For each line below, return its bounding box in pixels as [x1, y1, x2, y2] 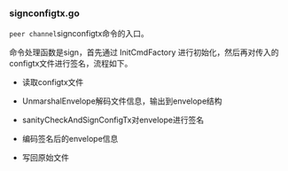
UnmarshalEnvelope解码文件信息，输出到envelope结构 [21, 96, 223, 106]
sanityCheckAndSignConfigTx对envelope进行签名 [21, 114, 205, 126]
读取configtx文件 [21, 77, 84, 88]
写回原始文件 [21, 152, 69, 163]
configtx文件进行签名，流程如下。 [9, 58, 133, 69]
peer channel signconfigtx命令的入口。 [9, 28, 149, 39]
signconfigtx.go [9, 7, 80, 19]
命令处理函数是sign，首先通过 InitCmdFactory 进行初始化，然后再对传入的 [9, 47, 279, 58]
